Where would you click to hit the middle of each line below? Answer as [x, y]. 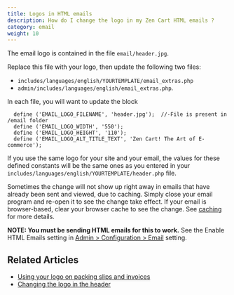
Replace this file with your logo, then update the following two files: [104, 67]
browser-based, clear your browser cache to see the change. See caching [115, 209]
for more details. [31, 217]
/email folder [28, 121]
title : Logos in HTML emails [50, 14]
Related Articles [43, 260]
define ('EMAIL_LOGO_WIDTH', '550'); [69, 127]
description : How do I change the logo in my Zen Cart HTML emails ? [111, 20]
